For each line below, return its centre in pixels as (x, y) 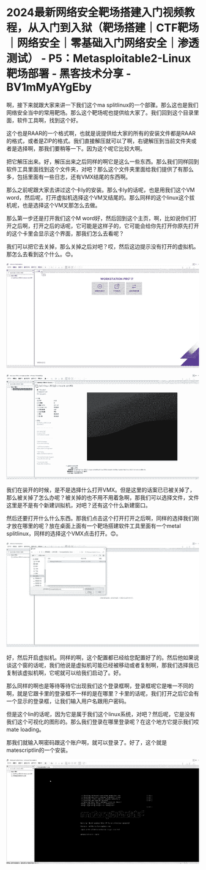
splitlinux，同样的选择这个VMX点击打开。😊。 (64, 533)
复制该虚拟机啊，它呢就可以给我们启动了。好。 (65, 673)
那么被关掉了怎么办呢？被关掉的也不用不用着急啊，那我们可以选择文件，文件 (103, 497)
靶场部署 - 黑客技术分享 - (69, 74)
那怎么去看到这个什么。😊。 (41, 254)
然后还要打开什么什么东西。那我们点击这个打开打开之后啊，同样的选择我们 (100, 518)
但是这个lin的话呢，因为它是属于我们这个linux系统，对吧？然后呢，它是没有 (101, 714)
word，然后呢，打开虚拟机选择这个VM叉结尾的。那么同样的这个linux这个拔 (101, 197)
